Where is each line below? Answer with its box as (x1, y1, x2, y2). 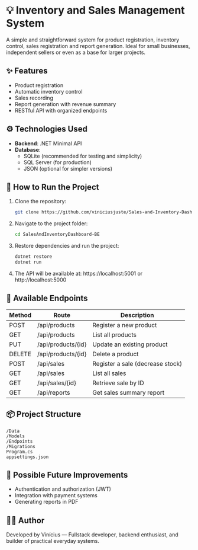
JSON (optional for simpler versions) (23, 165, 113, 172)
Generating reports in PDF (14, 498, 79, 506)
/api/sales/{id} (37, 379, 77, 387)
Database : (14, 146, 41, 153)
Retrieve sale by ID (92, 379, 144, 387)
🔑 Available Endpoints (6, 293, 88, 303)
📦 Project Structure (6, 410, 82, 420)
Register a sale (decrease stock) (92, 359, 182, 367)
